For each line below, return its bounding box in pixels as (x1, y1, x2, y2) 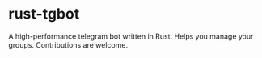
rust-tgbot (8, 5, 80, 23)
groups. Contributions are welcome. (8, 39, 128, 49)
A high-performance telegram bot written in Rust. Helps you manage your (8, 31, 254, 41)
